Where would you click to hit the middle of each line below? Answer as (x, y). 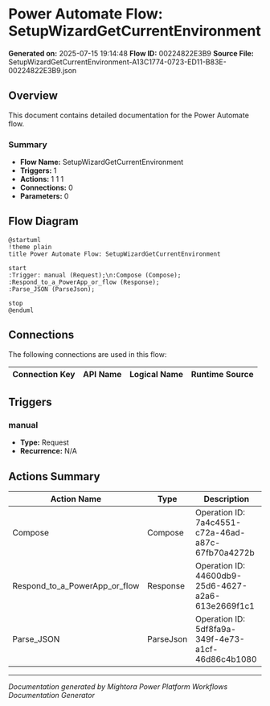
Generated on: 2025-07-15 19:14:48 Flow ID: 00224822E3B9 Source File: (131, 53)
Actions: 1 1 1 (42, 179)
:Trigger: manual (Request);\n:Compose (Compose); (95, 275)
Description (227, 499)
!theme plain (30, 247)
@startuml (25, 240)
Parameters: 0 (44, 196)
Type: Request (45, 442)
